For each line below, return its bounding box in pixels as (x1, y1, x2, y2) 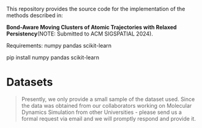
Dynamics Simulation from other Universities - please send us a (21, 108, 182, 116)
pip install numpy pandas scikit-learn (6, 54, 100, 61)
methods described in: (6, 12, 63, 19)
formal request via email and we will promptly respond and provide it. (21, 115, 196, 122)
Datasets (6, 75, 53, 89)
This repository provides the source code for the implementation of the (6, 6, 185, 12)
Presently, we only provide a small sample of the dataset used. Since (21, 95, 195, 103)
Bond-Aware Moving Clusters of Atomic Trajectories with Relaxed (6, 24, 177, 31)
